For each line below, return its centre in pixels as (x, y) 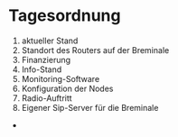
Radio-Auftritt (47, 98)
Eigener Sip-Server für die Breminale (90, 107)
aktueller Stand (50, 41)
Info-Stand (42, 69)
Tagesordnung (65, 16)
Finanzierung (46, 59)
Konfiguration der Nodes (67, 88)
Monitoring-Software (61, 78)
